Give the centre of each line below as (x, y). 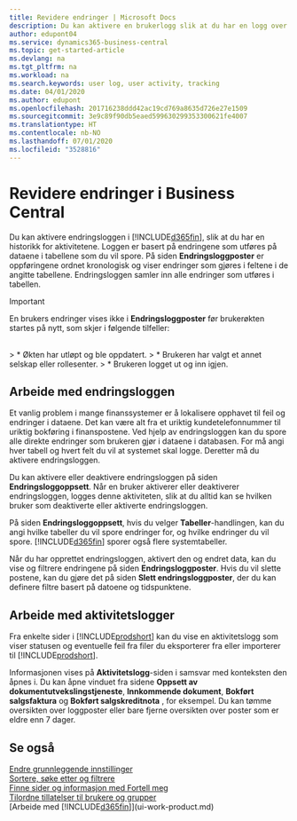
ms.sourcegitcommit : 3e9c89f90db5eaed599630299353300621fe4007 (129, 116)
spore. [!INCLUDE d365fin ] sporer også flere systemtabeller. (118, 541)
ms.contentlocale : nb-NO (55, 133)
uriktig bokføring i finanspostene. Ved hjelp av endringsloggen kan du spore (148, 432)
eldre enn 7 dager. (43, 720)
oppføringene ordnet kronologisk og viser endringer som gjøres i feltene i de (149, 265)
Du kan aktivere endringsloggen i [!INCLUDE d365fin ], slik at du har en (137, 237)
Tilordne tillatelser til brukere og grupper (83, 797)
